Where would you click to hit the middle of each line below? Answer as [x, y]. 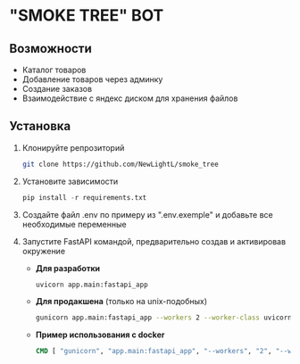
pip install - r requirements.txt [84, 197]
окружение [43, 251]
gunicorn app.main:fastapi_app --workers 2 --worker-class [148, 318]
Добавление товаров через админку [92, 79]
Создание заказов [57, 89]
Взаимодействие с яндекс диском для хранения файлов [130, 98]
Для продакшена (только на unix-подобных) [121, 302]
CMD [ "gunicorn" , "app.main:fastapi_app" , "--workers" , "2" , [154, 352]
